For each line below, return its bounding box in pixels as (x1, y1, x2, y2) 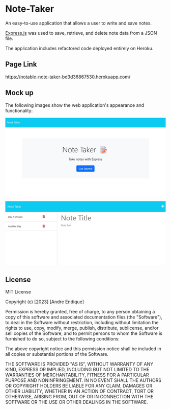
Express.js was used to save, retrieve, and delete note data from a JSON (5, 30, 157, 36)
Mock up (5, 88, 34, 97)
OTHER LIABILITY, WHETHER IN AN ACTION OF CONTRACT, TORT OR (5, 388, 154, 394)
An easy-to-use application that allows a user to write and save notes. (5, 20, 152, 26)
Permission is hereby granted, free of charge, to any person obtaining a (5, 309, 155, 315)
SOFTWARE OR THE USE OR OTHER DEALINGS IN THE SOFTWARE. (5, 399, 148, 405)
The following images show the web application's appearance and (5, 102, 145, 108)
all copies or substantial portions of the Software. (5, 351, 108, 357)
